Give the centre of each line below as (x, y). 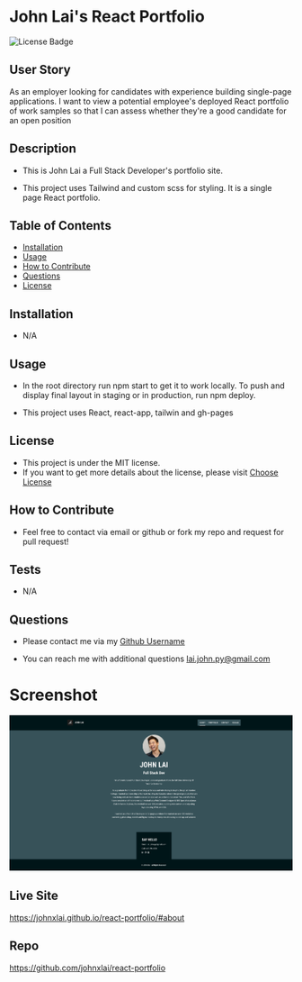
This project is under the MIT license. (91, 462)
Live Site (34, 896)
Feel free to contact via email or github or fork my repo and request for (153, 532)
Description (43, 149)
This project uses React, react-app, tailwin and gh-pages (128, 413)
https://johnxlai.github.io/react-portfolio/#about (97, 917)
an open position (40, 120)
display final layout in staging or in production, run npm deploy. (139, 395)
